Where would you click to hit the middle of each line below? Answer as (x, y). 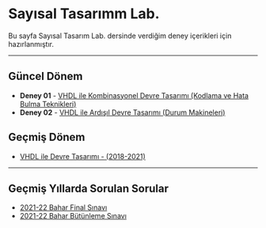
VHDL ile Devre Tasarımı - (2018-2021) (83, 156)
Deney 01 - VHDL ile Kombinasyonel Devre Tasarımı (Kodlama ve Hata (134, 95)
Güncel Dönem (46, 76)
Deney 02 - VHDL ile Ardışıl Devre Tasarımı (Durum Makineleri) (122, 112)
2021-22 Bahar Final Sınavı (63, 207)
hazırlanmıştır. (31, 44)
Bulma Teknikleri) (48, 104)
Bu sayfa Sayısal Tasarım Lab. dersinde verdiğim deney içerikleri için (120, 36)
